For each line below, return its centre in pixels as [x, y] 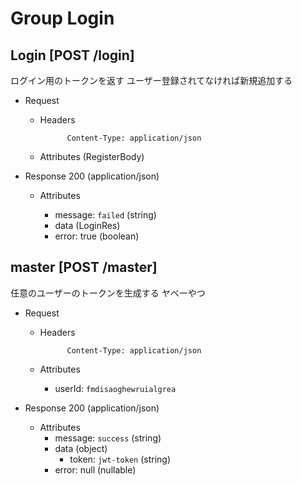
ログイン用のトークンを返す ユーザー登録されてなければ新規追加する [151, 80]
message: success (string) [108, 438]
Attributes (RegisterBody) [92, 156]
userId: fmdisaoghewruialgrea [115, 388]
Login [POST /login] [72, 55]
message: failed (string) [105, 215]
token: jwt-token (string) [120, 459]
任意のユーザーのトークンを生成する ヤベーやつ [108, 293]
